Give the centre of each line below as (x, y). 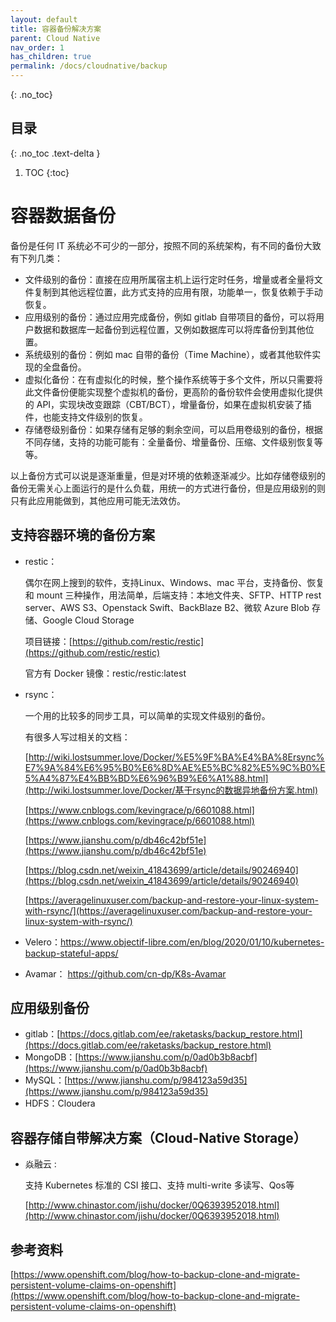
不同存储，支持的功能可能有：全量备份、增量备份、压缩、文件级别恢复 (169, 442)
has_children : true (51, 57)
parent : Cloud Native (55, 38)
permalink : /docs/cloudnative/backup (89, 66)
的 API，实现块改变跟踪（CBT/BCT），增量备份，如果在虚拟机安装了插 (168, 404)
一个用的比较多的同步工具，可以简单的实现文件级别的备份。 (147, 715)
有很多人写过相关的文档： (77, 737)
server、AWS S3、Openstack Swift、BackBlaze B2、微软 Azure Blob (167, 607)
